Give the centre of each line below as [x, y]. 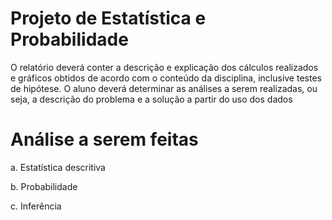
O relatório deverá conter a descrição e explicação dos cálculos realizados [164, 67]
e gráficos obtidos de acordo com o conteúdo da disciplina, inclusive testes [166, 78]
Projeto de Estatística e [108, 18]
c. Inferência [36, 206]
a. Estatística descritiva [58, 167]
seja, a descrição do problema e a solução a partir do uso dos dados [151, 99]
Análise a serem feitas [104, 139]
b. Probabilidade [44, 186]
